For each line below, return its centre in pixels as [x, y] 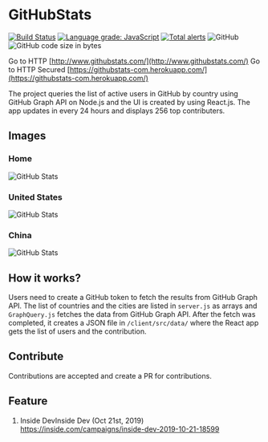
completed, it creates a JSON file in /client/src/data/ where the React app [134, 323]
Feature [28, 401]
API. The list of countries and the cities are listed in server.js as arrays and [133, 306]
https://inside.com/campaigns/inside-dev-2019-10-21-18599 [120, 429]
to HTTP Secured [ [39, 69]
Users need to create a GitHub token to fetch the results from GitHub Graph [133, 298]
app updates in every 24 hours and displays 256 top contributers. [117, 111]
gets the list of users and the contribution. [77, 331]
